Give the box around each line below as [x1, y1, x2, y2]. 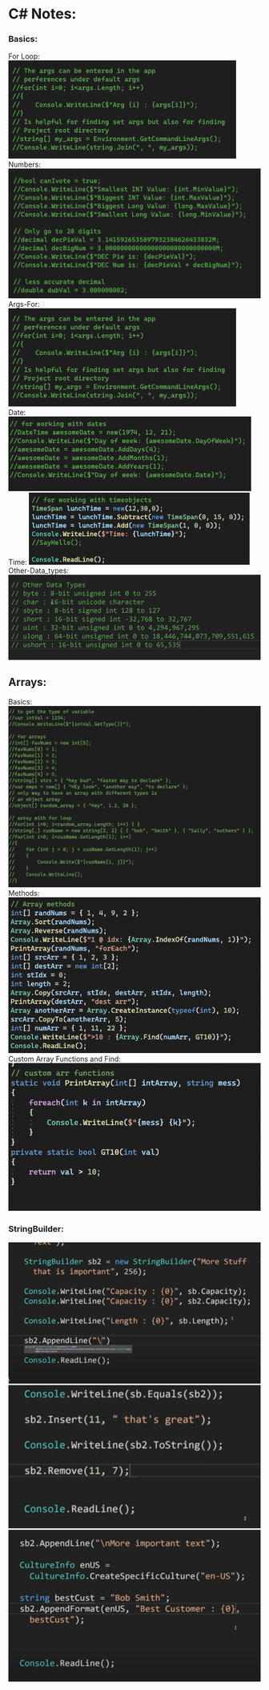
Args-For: [8, 300, 40, 309]
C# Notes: [8, 5, 77, 23]
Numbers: [8, 159, 42, 169]
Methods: [8, 888, 40, 897]
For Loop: [8, 51, 40, 61]
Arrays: [8, 676, 46, 689]
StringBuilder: [8, 1224, 64, 1235]
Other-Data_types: [8, 566, 70, 575]
